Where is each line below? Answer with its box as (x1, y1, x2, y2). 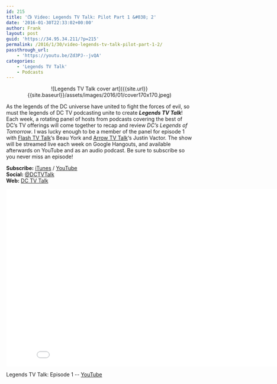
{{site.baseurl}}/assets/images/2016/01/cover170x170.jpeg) (27, 92, 172, 99)
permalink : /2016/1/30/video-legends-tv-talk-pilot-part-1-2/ (6, 42, 163, 48)
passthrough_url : (6, 47, 49, 53)
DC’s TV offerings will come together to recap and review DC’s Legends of (6, 122, 188, 129)
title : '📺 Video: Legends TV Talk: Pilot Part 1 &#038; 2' (6, 14, 157, 20)
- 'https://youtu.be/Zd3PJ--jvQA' (17, 53, 102, 58)
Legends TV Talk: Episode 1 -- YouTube (6, 371, 102, 378)
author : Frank (6, 25, 41, 31)
